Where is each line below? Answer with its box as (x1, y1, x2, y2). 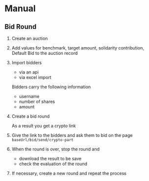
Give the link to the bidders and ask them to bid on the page (11, 132, 133, 138)
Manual (4, 3, 36, 14)
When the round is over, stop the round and (11, 146, 100, 152)
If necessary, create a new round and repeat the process (11, 170, 127, 176)
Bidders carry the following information (11, 84, 91, 90)
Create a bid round (11, 113, 50, 119)
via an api (19, 69, 39, 75)
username (19, 94, 40, 99)
